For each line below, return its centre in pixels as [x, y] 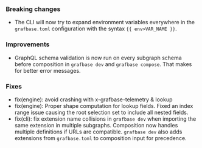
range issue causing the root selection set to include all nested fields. [101, 112]
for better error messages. [47, 70]
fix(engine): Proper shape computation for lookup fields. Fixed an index [104, 106]
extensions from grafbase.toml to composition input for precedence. [100, 138]
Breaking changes [33, 9]
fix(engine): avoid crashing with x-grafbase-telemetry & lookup [93, 99]
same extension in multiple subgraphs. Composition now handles [96, 125]
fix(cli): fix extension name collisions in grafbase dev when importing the [105, 119]
